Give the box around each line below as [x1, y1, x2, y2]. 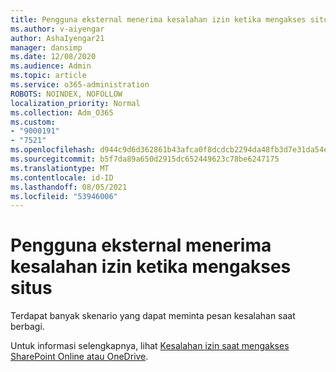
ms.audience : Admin [10, 61, 92, 71]
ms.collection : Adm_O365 [10, 107, 114, 118]
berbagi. [10, 321, 45, 333]
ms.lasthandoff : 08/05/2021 [10, 182, 128, 192]
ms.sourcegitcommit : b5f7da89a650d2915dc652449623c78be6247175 [10, 154, 280, 164]
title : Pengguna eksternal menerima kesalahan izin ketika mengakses [10, 14, 307, 25]
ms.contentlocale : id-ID [10, 172, 114, 183]
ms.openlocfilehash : [10, 145, 97, 155]
